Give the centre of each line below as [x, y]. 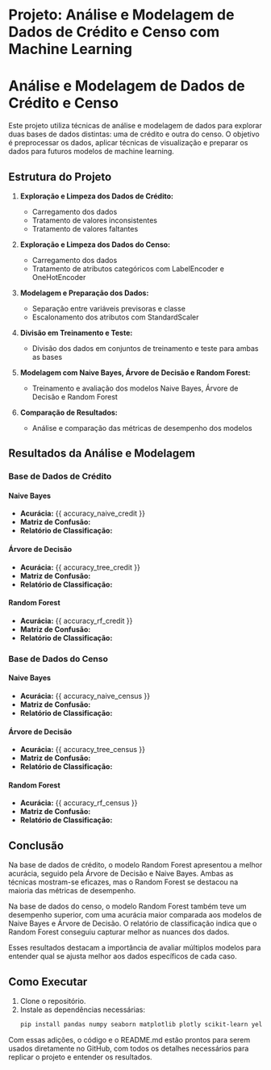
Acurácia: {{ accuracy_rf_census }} [79, 803]
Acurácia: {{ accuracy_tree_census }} [82, 750]
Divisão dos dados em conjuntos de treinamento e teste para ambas [145, 348]
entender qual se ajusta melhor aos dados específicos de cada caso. [123, 956]
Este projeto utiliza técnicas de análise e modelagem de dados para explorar [135, 126]
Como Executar [48, 982]
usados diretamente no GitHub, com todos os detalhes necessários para [129, 1048]
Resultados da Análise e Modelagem [102, 453]
